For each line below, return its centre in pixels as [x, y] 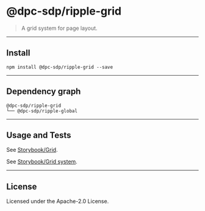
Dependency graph [44, 92]
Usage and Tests [39, 135]
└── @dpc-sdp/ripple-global [42, 111]
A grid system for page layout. [59, 28]
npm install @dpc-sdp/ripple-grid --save [60, 67]
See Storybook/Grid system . [42, 162]
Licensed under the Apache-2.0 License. [58, 201]
